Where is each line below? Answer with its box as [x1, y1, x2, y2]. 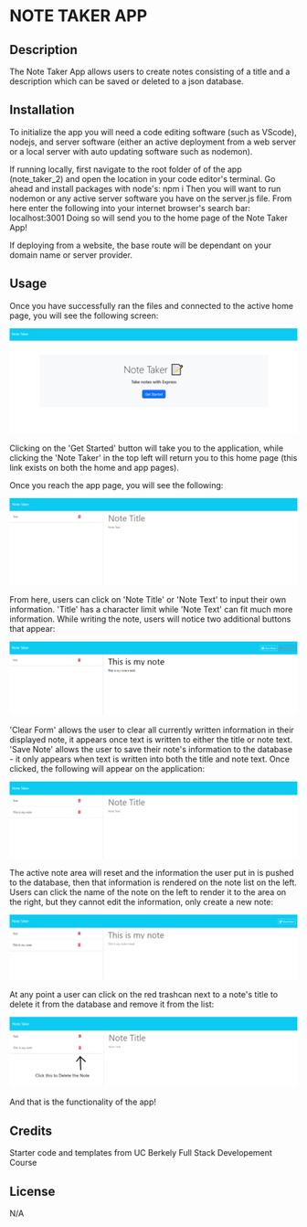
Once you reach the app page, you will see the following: [9, 479, 224, 490]
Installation [9, 102, 75, 118]
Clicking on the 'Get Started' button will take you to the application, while [9, 443, 284, 453]
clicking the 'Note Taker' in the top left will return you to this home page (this [9, 452, 298, 463]
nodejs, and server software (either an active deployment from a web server [9, 136, 297, 147]
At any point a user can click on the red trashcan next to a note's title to [9, 988, 279, 999]
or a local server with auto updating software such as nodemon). [9, 145, 253, 156]
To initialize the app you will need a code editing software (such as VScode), [9, 126, 297, 137]
